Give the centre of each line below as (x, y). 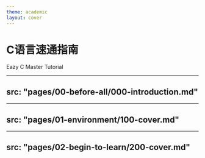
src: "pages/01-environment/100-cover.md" (93, 120)
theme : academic (27, 12)
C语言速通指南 (42, 50)
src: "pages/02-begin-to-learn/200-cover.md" (98, 147)
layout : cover (24, 18)
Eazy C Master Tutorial (35, 67)
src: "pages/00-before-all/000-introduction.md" (102, 92)
